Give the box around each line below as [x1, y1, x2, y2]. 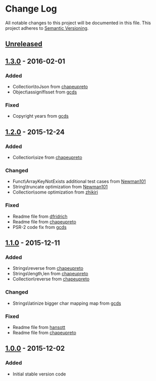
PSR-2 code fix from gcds [12, 224, 67, 230]
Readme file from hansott [12, 324, 66, 330]
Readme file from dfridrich [12, 213, 68, 219]
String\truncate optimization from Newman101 [12, 184, 108, 190]
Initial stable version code [12, 371, 66, 377]
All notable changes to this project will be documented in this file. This [5, 20, 151, 26]
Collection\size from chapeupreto [12, 155, 82, 160]
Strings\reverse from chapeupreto [12, 265, 83, 271]
